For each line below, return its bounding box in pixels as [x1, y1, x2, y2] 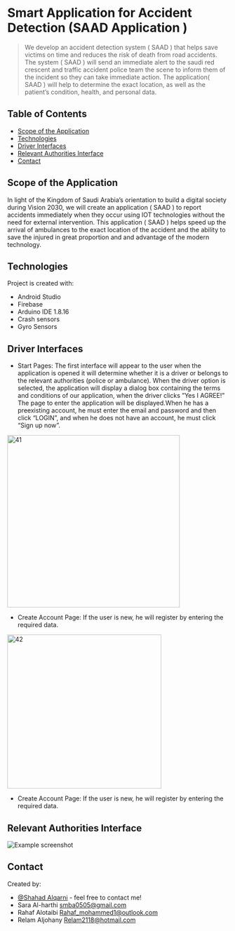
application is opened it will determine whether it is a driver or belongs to [17, 369, 229, 377]
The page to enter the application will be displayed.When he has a [17, 398, 209, 408]
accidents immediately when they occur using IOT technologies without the [7, 210, 225, 219]
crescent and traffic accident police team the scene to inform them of [24, 65, 226, 74]
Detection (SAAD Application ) [7, 20, 188, 36]
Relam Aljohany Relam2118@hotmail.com [17, 916, 136, 924]
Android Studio [17, 293, 61, 301]
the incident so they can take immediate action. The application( [24, 72, 210, 81]
